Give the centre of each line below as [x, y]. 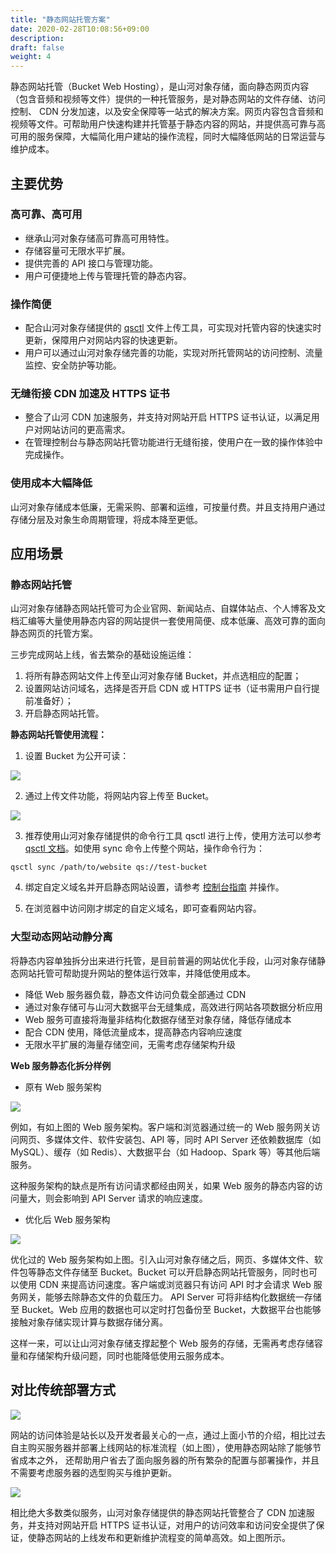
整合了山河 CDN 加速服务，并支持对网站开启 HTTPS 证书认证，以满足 [168, 417]
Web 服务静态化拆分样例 [61, 1065]
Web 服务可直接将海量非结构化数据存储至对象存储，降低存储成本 [158, 1019]
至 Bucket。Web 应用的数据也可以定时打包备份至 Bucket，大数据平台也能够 [166, 1309]
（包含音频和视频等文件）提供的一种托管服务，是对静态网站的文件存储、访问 [168, 99]
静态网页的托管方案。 [54, 633]
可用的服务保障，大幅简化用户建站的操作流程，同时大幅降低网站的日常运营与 [168, 137]
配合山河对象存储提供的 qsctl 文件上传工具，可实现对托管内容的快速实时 [173, 328]
